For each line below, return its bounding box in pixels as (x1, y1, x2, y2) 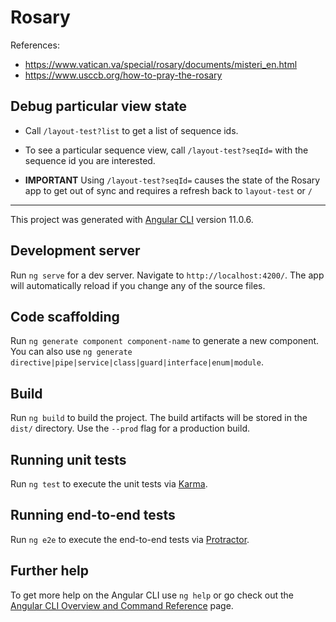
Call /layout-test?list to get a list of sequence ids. (24, 124, 239, 136)
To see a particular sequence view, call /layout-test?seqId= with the (24, 144, 309, 156)
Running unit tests (10, 451, 127, 468)
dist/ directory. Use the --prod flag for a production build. (10, 422, 250, 435)
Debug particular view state (10, 98, 188, 115)
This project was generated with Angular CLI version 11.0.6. (10, 213, 254, 225)
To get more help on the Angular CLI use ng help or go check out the (10, 589, 294, 601)
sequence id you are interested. (24, 154, 156, 166)
